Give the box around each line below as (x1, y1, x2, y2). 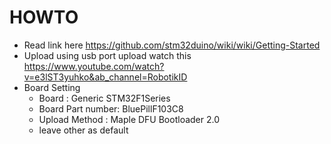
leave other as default (38, 124, 129, 136)
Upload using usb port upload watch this (23, 49, 192, 61)
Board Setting (23, 81, 81, 93)
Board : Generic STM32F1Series (38, 92, 171, 104)
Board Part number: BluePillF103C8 (38, 102, 184, 115)
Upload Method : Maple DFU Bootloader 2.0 (38, 113, 221, 125)
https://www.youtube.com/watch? (23, 60, 165, 72)
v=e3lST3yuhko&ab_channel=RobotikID (23, 71, 188, 83)
